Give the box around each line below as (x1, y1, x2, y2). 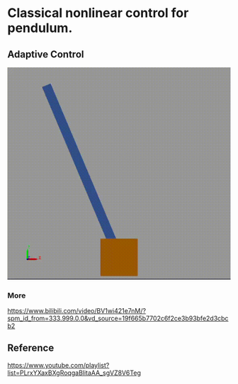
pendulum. (7, 20, 73, 36)
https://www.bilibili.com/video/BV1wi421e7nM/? (7, 307, 147, 315)
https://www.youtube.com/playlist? (7, 361, 110, 369)
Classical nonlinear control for (7, 5, 189, 21)
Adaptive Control (7, 48, 84, 60)
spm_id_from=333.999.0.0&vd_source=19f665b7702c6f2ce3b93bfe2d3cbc (7, 314, 229, 323)
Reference (7, 342, 55, 354)
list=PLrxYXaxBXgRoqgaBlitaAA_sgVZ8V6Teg (7, 368, 142, 377)
